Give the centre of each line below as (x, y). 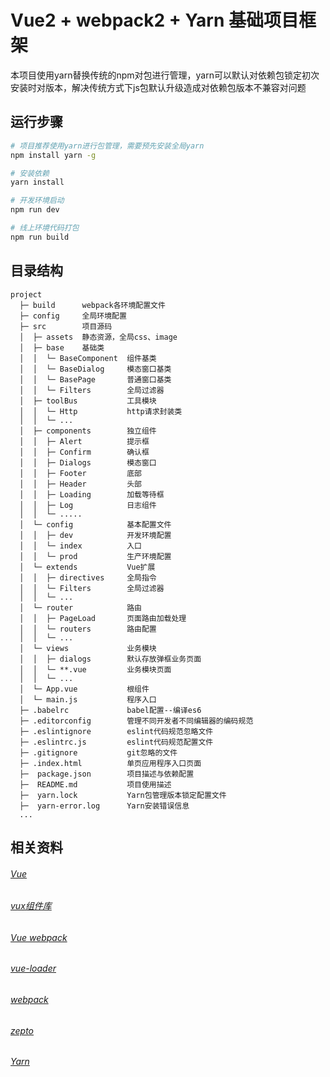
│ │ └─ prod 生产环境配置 (95, 556)
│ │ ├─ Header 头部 (80, 484)
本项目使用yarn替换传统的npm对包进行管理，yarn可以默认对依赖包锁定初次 (165, 75)
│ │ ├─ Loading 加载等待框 (92, 494)
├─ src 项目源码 (66, 326)
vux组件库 (31, 906)
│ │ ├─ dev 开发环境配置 (95, 535)
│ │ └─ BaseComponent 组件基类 (88, 358)
